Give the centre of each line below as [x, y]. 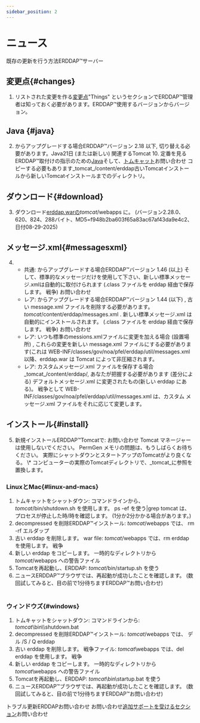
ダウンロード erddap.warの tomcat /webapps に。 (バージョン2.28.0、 [99, 212]
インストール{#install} [47, 424]
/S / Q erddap [39, 642]
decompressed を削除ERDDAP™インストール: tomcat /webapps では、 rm [104, 523]
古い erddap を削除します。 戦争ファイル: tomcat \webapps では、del [99, 649]
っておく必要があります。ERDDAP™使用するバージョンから [102, 104]
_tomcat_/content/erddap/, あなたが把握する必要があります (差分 [103, 374]
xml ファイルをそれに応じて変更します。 [96, 404]
